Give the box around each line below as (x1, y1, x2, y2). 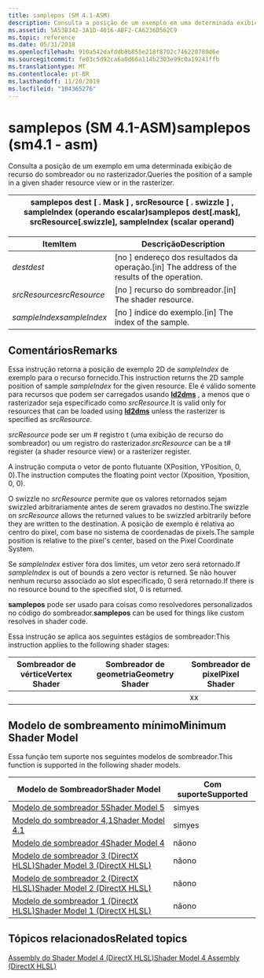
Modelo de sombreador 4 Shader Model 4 (12, 837, 165, 848)
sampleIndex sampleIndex (12, 312, 108, 323)
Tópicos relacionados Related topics (8, 932, 188, 946)
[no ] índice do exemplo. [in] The (114, 307, 233, 318)
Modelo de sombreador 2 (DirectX (12, 872, 139, 884)
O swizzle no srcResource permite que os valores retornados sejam (8, 494, 227, 504)
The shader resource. (114, 295, 194, 306)
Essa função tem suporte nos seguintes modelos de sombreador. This (8, 751, 233, 761)
